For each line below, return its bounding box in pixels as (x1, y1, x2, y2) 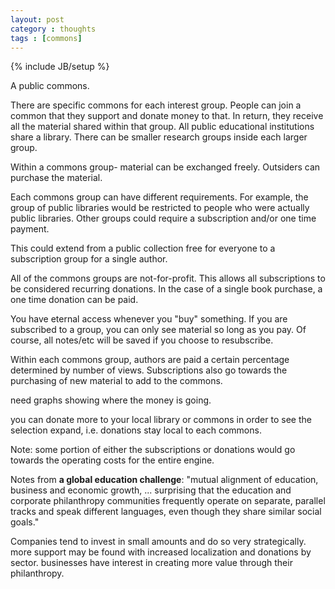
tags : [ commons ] (10, 33, 83, 43)
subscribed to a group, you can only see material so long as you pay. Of (10, 324, 307, 336)
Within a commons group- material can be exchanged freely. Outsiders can (10, 161, 321, 173)
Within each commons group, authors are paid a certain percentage (10, 354, 290, 366)
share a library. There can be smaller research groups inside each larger (10, 131, 308, 143)
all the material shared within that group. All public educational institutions (10, 121, 315, 133)
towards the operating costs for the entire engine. (10, 454, 215, 466)
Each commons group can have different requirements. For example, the (10, 191, 309, 203)
